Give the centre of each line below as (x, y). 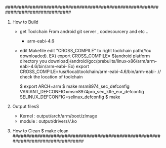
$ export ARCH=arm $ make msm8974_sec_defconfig (75, 86)
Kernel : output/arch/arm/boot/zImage (58, 116)
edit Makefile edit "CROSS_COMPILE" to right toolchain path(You (85, 51)
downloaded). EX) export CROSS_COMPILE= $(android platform (85, 56)
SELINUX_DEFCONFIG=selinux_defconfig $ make (70, 97)
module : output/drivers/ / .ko (48, 121)
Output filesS (26, 106)
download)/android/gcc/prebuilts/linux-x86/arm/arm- (103, 61)
